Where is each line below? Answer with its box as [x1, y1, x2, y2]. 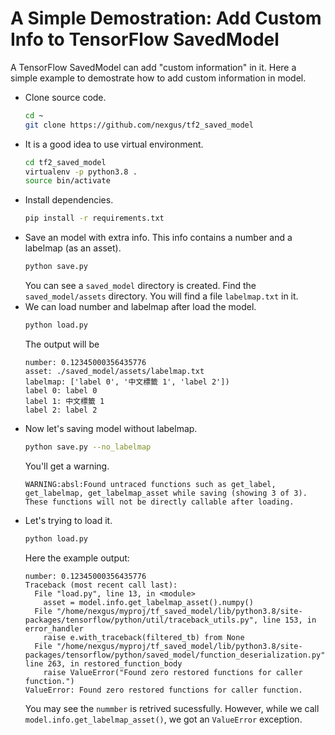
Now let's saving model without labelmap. [24, 422, 198, 434]
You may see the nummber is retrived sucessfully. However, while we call [24, 702, 320, 714]
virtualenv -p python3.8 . [24, 167, 138, 177]
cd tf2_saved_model [24, 157, 107, 167]
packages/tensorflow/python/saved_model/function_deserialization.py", [24, 650, 330, 660]
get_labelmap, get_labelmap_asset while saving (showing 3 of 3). [24, 488, 308, 498]
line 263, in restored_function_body [24, 658, 183, 669]
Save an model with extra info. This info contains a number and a [24, 232, 293, 244]
